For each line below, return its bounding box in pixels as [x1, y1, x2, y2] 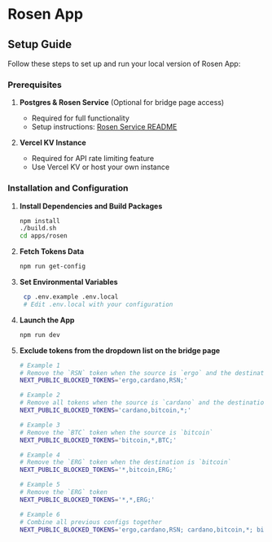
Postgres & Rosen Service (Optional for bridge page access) [19, 98, 225, 107]
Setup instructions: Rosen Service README [31, 122, 178, 132]
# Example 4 [19, 451, 60, 459]
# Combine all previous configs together [19, 518, 162, 526]
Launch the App [19, 315, 75, 325]
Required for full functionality [31, 113, 129, 123]
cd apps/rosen [19, 232, 68, 240]
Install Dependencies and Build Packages [19, 201, 163, 211]
